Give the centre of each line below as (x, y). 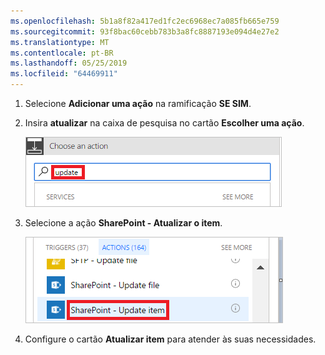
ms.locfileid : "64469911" (64, 74)
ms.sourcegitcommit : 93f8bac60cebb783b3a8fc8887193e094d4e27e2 (145, 31)
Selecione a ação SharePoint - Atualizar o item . (123, 223)
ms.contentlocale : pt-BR (62, 53)
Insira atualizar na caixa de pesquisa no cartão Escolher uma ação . (164, 123)
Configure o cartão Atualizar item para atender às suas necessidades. (170, 339)
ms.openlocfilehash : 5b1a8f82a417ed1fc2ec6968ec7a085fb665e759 (145, 21)
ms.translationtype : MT (60, 42)
